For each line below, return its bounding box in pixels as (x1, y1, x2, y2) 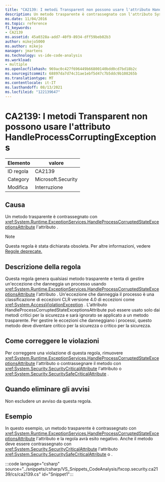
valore (49, 160, 64, 167)
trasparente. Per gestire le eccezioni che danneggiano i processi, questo (5, 317, 152, 323)
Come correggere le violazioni (5, 337, 99, 345)
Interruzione (35, 184, 63, 191)
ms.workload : (5, 57, 32, 62)
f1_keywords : (5, 26, 32, 30)
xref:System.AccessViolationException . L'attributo (5, 302, 107, 308)
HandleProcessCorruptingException (5, 131, 156, 142)
